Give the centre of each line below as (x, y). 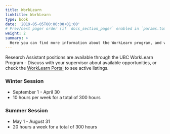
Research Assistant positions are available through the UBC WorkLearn (79, 57)
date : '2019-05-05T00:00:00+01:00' (43, 24)
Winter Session (25, 81)
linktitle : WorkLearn (28, 15)
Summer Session (27, 110)
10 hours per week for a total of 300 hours (57, 98)
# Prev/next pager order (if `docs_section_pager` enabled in (72, 29)
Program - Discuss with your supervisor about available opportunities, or (81, 62)
